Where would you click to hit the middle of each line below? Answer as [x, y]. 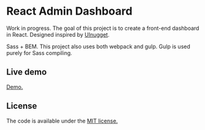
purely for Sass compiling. [39, 52]
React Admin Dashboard [69, 11]
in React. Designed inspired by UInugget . [58, 34]
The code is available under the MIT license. [62, 121]
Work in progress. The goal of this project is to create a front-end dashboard [103, 28]
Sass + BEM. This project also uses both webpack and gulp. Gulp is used [99, 46]
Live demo [27, 72]
